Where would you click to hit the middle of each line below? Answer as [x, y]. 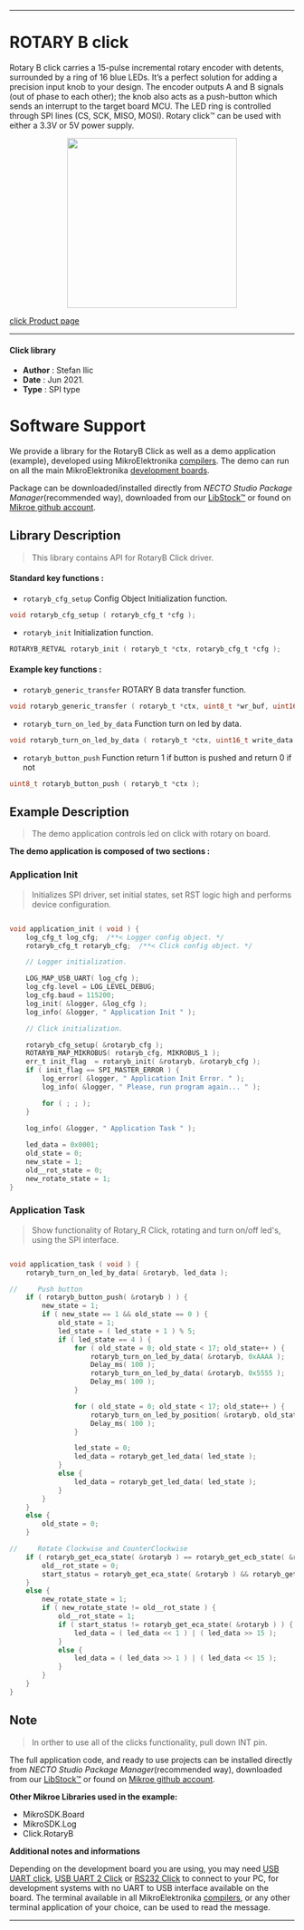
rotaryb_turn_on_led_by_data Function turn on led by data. [132, 723]
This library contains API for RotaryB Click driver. [123, 558]
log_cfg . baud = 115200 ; [71, 995]
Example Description [69, 812]
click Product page [44, 320]
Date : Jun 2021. [53, 380]
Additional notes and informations [75, 1851]
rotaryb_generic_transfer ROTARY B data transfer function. [134, 690]
